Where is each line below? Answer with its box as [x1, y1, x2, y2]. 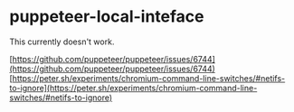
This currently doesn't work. [9, 36, 115, 47]
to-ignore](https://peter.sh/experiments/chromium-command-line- [9, 82, 258, 93]
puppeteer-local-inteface [9, 6, 205, 27]
